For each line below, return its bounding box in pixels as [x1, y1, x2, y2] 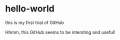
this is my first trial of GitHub [5, 19, 64, 25]
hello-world [5, 3, 55, 14]
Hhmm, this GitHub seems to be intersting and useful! [5, 29, 116, 35]
